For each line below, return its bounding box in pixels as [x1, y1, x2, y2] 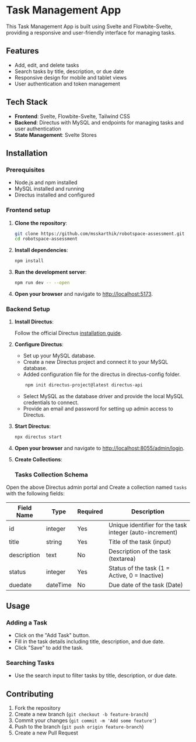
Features [6, 46, 39, 56]
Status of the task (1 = [108, 564, 170, 572]
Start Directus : [14, 423, 51, 430]
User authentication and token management [14, 80, 121, 87]
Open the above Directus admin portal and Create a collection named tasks [6, 484, 187, 491]
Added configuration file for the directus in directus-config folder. [23, 371, 181, 378]
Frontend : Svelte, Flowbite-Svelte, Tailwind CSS [14, 112, 130, 120]
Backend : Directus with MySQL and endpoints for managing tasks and [14, 119, 184, 126]
